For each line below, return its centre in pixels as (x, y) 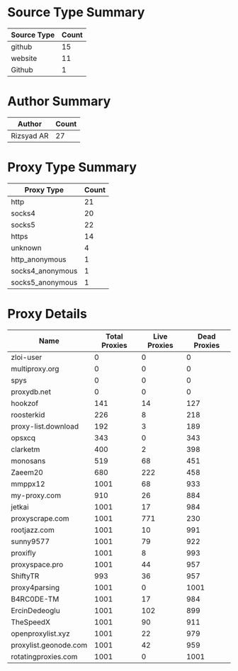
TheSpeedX (31, 622)
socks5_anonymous (44, 282)
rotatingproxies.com (44, 656)
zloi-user (27, 357)
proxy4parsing (35, 587)
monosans (28, 461)
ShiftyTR (25, 576)
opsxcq (23, 438)
